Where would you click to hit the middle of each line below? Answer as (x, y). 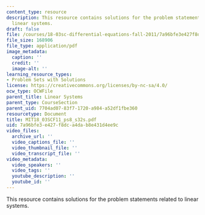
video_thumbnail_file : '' (45, 148)
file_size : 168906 (30, 40)
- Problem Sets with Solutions (46, 80)
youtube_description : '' (43, 176)
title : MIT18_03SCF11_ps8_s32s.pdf (52, 119)
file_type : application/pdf (42, 46)
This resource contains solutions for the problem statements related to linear (103, 199)
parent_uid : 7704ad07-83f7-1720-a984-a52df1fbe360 (72, 108)
